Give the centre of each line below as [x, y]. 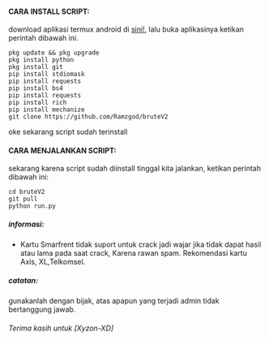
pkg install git [36, 67]
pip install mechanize [47, 110]
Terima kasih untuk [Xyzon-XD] [61, 328]
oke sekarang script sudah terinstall [68, 132]
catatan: [23, 280]
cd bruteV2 [27, 192]
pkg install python [41, 60]
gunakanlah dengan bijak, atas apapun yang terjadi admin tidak [114, 301]
